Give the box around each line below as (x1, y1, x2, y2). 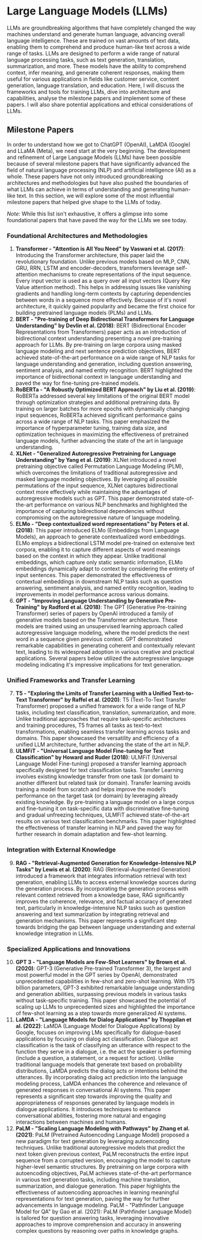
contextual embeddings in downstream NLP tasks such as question (15, 578, 183, 585)
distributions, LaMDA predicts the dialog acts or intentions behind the (15, 1067, 188, 1074)
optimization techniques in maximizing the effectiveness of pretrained (15, 431, 189, 438)
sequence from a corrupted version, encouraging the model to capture (15, 1156, 191, 1164)
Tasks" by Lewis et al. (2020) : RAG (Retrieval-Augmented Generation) (15, 865, 191, 873)
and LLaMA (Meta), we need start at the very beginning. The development (7, 147, 191, 154)
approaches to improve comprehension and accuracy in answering (15, 1221, 182, 1228)
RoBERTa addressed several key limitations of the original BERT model (15, 393, 190, 400)
